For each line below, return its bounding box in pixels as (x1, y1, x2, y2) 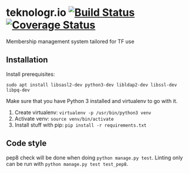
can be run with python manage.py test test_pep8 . (6, 160, 129, 167)
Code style (6, 138, 47, 148)
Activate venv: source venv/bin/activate (14, 115, 114, 122)
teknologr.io (6, 6, 66, 19)
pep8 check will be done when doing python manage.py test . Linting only (6, 154, 183, 161)
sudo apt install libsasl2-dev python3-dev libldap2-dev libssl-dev (6, 82, 177, 88)
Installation (6, 55, 48, 65)
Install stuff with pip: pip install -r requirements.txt (14, 121, 147, 128)
